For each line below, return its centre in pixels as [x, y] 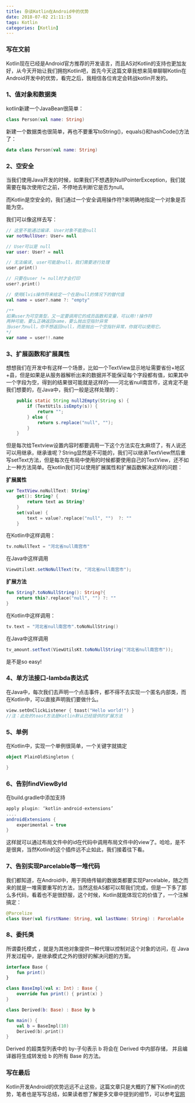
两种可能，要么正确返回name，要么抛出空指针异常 [57, 322]
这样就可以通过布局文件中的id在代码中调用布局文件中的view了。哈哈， [90, 842]
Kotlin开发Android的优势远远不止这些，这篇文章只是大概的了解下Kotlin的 [93, 1087]
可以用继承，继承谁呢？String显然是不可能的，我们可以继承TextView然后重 [96, 453]
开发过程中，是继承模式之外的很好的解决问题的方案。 [70, 956]
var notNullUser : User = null [41, 236]
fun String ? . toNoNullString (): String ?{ [56, 593]
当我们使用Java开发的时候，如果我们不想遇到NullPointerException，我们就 [96, 180]
